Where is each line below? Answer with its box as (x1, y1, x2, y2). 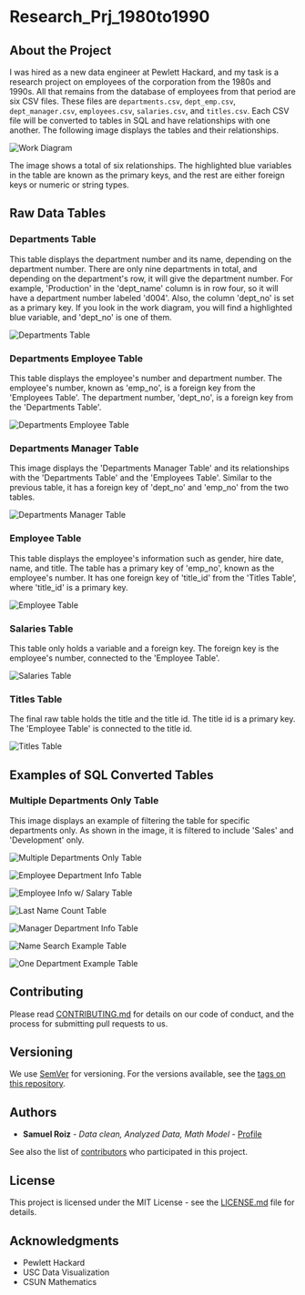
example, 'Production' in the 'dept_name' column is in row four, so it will (9, 282, 280, 293)
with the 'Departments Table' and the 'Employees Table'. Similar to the (9, 472, 273, 483)
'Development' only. (9, 835, 85, 845)
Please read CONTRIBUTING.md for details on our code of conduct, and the (9, 1008, 294, 1019)
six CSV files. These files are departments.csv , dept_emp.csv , (9, 96, 237, 106)
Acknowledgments (9, 1233, 120, 1249)
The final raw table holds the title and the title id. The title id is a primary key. (9, 713, 296, 724)
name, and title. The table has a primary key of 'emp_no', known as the (9, 562, 275, 573)
